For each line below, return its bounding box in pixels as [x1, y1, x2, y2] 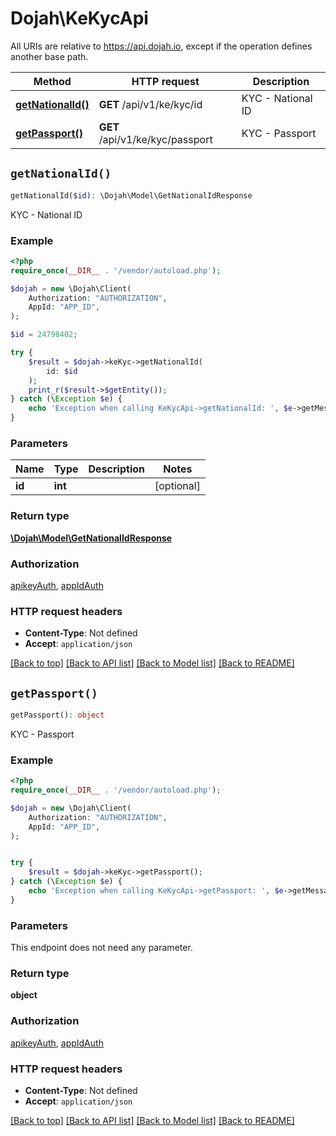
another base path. [10, 50, 89, 62]
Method [33, 74, 72, 88]
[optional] [154, 479, 201, 493]
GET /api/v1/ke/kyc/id [98, 97, 203, 111]
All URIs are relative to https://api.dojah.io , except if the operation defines [10, 40, 313, 52]
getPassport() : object [10, 710, 105, 721]
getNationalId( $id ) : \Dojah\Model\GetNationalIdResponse [10, 190, 253, 201]
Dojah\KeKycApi [10, 7, 149, 30]
